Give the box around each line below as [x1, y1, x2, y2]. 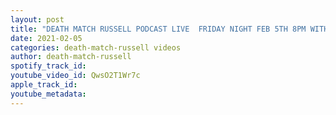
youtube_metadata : [10, 89, 87, 99]
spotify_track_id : [10, 61, 87, 71]
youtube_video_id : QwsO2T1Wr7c [10, 71, 141, 81]
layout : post [10, 14, 65, 25]
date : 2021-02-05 [10, 33, 83, 43]
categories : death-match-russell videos [10, 42, 182, 53]
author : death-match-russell [10, 52, 132, 62]
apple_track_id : [10, 80, 78, 90]
